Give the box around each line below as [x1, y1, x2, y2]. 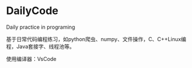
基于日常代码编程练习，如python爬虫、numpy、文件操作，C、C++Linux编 [6, 35, 187, 42]
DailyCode [6, 4, 59, 18]
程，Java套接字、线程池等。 [6, 43, 75, 50]
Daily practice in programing [6, 23, 76, 30]
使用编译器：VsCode [6, 55, 57, 62]
